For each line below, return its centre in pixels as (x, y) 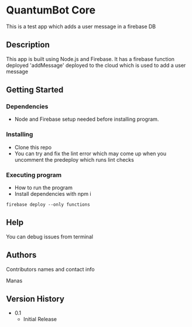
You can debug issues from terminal (50, 236)
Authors (21, 255)
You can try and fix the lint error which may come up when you (90, 154)
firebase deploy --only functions (48, 205)
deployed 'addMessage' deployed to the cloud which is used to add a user (96, 65)
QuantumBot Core (51, 10)
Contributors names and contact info (50, 269)
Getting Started (35, 90)
